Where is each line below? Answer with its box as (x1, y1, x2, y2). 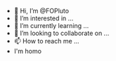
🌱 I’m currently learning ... (13, 22, 89, 29)
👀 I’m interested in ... (13, 14, 74, 22)
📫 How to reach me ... (13, 37, 79, 45)
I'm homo (13, 47, 42, 55)
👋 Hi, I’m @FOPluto (13, 7, 69, 15)
